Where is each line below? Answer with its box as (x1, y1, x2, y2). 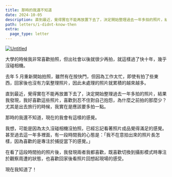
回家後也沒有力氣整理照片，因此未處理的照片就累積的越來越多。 (14, 80, 149, 86)
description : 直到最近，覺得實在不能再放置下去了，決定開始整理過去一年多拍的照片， (5, 17, 165, 22)
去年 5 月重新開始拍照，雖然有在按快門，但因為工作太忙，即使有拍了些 (5, 73, 155, 80)
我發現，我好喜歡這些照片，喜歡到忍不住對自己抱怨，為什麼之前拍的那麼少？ (5, 97, 167, 103)
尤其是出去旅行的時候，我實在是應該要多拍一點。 (5, 104, 109, 109)
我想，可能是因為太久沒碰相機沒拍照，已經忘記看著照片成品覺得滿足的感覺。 (5, 125, 167, 131)
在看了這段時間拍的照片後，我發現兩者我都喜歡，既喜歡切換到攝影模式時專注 (5, 149, 167, 155)
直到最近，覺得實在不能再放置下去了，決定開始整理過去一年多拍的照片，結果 (5, 91, 167, 96)
